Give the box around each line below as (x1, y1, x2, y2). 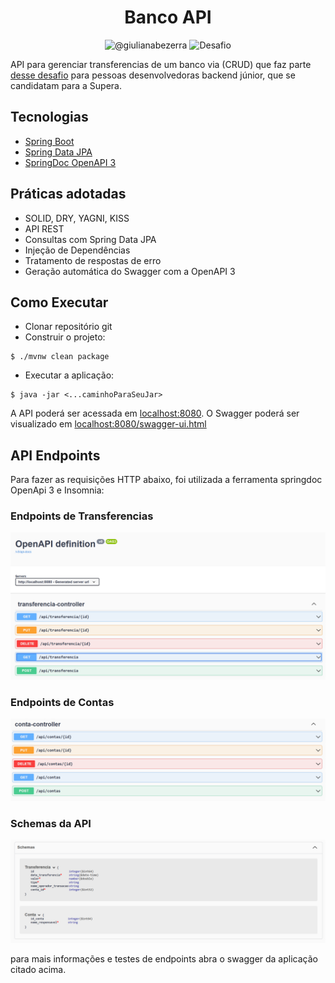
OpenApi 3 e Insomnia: (10, 484, 105, 496)
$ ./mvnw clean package (10, 352, 110, 362)
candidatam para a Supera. (10, 79, 122, 91)
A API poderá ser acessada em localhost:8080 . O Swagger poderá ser (10, 407, 300, 420)
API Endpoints (10, 447, 101, 464)
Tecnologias (10, 109, 89, 126)
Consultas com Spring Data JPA (24, 233, 157, 245)
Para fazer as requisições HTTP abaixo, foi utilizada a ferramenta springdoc (10, 474, 323, 486)
